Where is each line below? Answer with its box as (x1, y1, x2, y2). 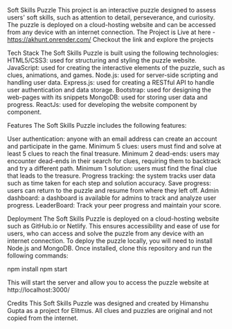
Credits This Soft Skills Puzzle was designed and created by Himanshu (7, 299, 209, 307)
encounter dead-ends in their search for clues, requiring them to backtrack (7, 157, 222, 165)
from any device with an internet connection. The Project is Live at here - (7, 28, 216, 36)
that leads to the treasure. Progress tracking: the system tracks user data (7, 171, 216, 180)
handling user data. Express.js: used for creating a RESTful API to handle (7, 78, 215, 86)
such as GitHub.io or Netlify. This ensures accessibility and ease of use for (7, 222, 220, 230)
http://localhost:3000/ (7, 286, 71, 294)
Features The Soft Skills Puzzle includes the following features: (7, 121, 187, 129)
